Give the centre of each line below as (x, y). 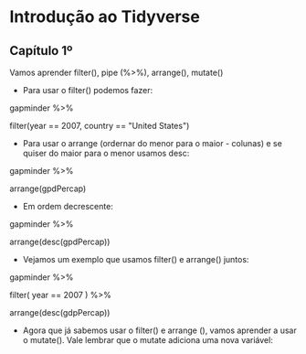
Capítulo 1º (41, 51)
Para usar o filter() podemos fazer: (88, 90)
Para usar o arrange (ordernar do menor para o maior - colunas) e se (153, 143)
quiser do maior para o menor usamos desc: (106, 153)
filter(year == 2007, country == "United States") (100, 126)
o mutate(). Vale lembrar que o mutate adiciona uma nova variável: (148, 340)
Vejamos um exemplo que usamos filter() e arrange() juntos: (136, 259)
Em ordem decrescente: (68, 206)
